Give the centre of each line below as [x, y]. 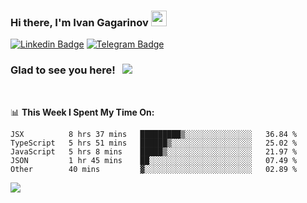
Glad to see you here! [63, 70]
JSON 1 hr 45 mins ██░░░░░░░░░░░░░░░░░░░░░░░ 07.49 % [154, 160]
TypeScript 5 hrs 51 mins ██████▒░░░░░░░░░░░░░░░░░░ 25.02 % [154, 143]
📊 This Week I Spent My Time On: [82, 112]
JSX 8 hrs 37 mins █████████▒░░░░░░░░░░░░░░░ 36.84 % [154, 134]
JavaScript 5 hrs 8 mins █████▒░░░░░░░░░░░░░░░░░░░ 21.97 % [154, 151]
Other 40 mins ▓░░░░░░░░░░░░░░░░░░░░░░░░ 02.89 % [154, 169]
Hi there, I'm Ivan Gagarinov [79, 22]
